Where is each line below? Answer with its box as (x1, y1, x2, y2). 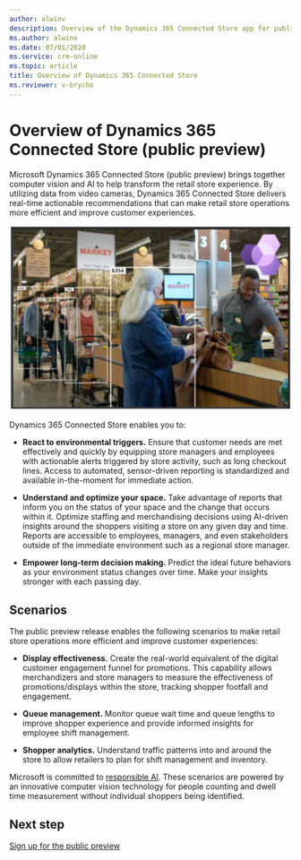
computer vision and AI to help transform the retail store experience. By (9, 178, 273, 189)
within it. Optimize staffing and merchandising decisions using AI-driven (21, 512, 288, 522)
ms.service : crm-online (9, 52, 99, 62)
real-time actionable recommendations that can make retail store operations (9, 197, 289, 208)
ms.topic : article (9, 62, 78, 71)
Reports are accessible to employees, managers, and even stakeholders (21, 530, 288, 541)
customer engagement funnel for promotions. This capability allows (21, 663, 272, 674)
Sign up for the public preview (9, 840, 121, 851)
